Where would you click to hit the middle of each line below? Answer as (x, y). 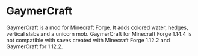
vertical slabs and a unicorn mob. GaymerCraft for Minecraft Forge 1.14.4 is (99, 33)
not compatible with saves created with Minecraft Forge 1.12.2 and (88, 40)
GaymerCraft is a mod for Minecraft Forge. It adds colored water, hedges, (97, 27)
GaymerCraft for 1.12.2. (35, 46)
